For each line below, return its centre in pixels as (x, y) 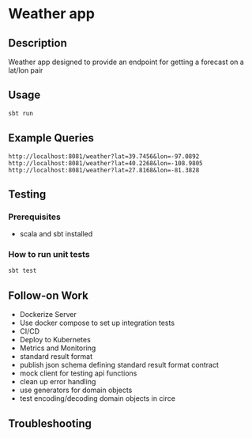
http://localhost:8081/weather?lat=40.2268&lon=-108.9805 (105, 163)
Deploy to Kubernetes (55, 340)
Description (38, 43)
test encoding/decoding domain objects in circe (98, 398)
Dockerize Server (48, 315)
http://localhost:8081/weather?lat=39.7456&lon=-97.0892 (104, 156)
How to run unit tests (49, 255)
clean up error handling (58, 382)
